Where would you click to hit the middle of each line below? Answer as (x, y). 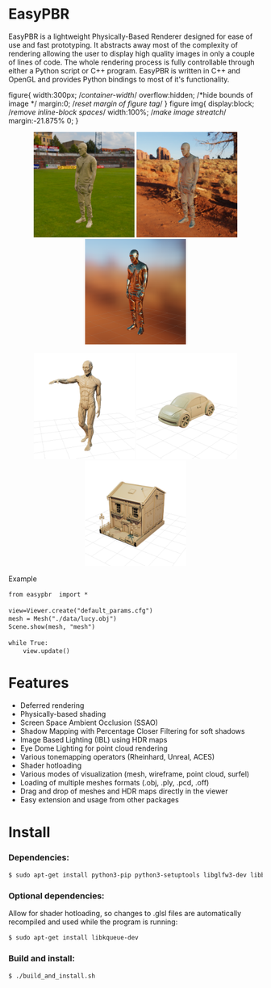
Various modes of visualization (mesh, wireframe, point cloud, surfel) (135, 774)
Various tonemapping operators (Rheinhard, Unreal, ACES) (117, 756)
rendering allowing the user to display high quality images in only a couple (132, 53)
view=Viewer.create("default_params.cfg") (81, 610)
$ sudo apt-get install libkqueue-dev (73, 938)
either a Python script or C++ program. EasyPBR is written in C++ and (124, 70)
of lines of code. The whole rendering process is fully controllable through (132, 62)
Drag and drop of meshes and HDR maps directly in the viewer (124, 791)
